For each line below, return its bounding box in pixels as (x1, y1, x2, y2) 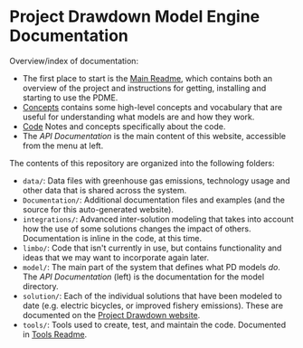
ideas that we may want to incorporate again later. (22, 251, 210, 263)
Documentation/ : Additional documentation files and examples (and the (22, 194, 285, 205)
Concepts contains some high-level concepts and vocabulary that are (22, 101, 283, 112)
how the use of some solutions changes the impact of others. (22, 223, 251, 234)
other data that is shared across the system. (22, 184, 187, 195)
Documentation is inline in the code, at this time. (22, 232, 202, 243)
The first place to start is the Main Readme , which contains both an (22, 72, 273, 83)
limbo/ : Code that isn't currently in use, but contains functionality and (22, 242, 282, 253)
